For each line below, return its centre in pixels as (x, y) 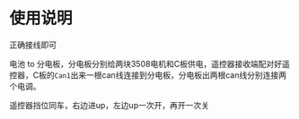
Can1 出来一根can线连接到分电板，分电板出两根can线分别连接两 (171, 75)
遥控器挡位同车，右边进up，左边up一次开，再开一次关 (109, 105)
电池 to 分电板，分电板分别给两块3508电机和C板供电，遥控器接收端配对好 (146, 64)
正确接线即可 (33, 45)
